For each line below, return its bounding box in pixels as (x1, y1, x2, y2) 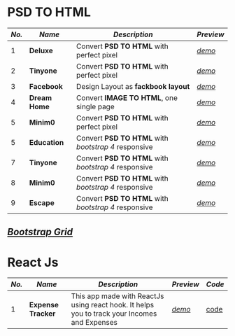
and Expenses (71, 318, 117, 328)
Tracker (29, 309, 56, 318)
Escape (29, 197, 55, 207)
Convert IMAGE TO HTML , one (76, 92, 178, 102)
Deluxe (29, 45, 54, 55)
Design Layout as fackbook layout (76, 81, 190, 91)
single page (76, 101, 115, 111)
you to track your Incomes (71, 309, 157, 318)
